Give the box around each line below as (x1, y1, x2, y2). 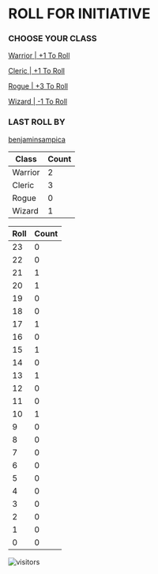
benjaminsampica (8, 134, 66, 144)
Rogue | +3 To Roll (8, 81, 69, 91)
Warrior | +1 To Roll (8, 51, 70, 60)
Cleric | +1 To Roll (8, 66, 66, 76)
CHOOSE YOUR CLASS (8, 33, 97, 44)
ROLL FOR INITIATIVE (8, 5, 151, 23)
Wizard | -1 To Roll (8, 96, 68, 107)
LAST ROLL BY (8, 116, 66, 127)
